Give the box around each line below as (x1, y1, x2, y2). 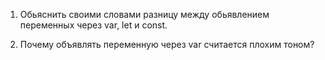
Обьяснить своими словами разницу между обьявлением (19, 9, 270, 20)
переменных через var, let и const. (19, 19, 168, 31)
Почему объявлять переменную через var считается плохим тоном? (19, 39, 315, 50)
